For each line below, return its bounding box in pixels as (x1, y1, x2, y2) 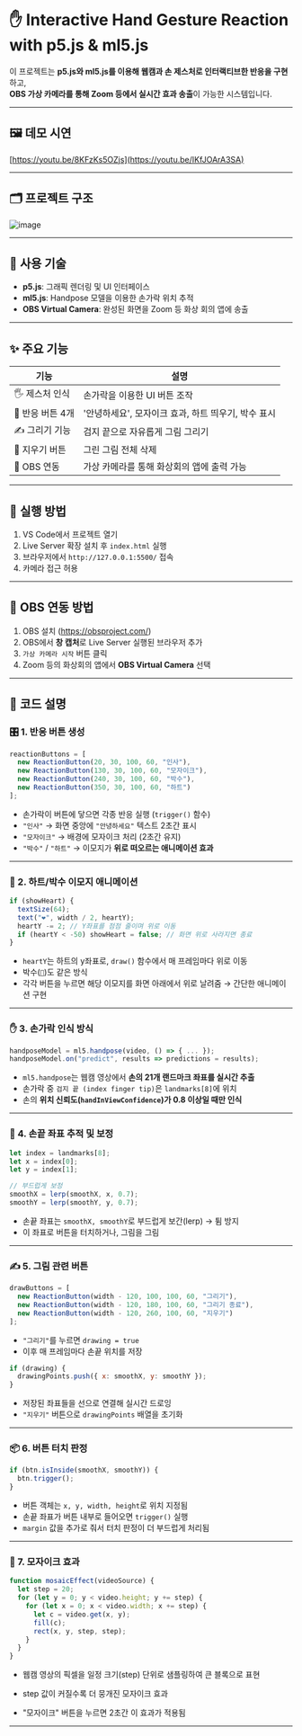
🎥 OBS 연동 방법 (9, 600, 94, 615)
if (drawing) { (9, 1364, 67, 1373)
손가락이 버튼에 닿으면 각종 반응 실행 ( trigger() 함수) (22, 808, 211, 819)
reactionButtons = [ (9, 750, 87, 759)
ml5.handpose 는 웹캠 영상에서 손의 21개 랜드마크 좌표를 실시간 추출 (22, 1072, 255, 1082)
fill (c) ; (32, 1618, 67, 1627)
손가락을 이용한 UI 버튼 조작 (83, 388, 193, 401)
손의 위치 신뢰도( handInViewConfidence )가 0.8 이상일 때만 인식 (22, 1094, 243, 1105)
